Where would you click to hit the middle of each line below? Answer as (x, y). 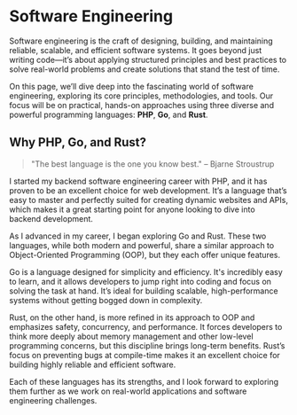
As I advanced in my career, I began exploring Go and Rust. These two (138, 236)
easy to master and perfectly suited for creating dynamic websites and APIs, (148, 200)
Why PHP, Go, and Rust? (78, 142)
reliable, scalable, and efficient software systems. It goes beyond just (136, 50)
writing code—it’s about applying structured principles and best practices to (148, 59)
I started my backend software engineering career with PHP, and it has (138, 181)
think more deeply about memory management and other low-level (132, 336)
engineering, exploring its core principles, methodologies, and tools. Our (141, 96)
